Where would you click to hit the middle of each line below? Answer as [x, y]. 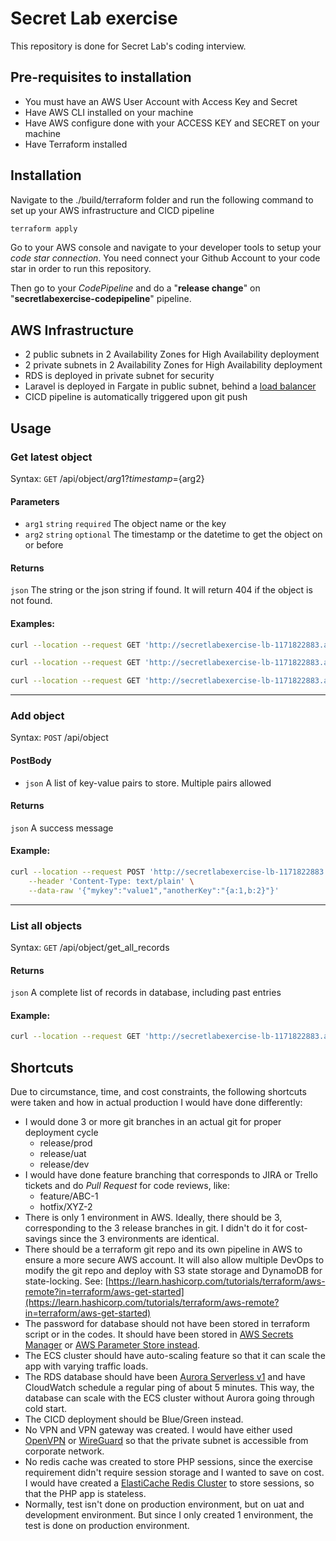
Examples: [32, 623]
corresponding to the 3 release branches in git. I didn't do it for [154, 1228]
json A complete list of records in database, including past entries [146, 993]
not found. [31, 601]
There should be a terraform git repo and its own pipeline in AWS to [163, 1249]
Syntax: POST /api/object [59, 738]
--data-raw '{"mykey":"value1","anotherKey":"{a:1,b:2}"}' [154, 890]
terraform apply [44, 228]
